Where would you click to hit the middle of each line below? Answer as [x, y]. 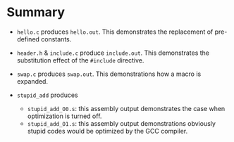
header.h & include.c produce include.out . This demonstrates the [113, 53]
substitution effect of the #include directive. [80, 60]
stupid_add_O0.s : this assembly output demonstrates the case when [126, 108]
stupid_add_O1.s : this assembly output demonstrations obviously [122, 123]
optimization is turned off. [64, 116]
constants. [56, 39]
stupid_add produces [47, 95]
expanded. [32, 81]
